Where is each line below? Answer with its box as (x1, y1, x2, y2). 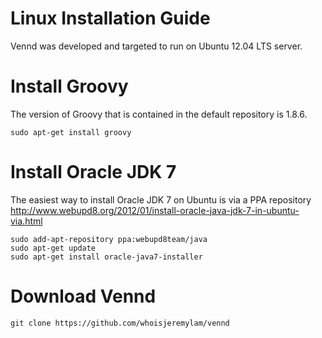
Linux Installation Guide (10, 7, 211, 30)
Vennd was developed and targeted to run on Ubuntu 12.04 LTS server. (10, 40, 303, 52)
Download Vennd (10, 285, 157, 307)
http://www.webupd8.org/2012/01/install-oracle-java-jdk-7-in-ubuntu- (10, 204, 300, 216)
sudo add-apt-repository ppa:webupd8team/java (10, 234, 208, 244)
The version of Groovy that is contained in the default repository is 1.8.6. (10, 108, 308, 120)
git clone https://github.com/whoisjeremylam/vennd (10, 318, 230, 328)
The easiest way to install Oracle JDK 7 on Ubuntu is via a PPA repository (10, 193, 312, 206)
